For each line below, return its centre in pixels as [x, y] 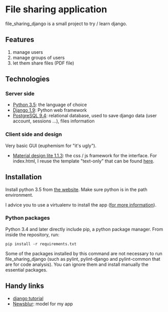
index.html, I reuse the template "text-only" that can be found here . [83, 161]
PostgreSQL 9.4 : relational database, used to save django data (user [85, 116]
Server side [20, 94]
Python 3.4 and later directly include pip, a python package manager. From [84, 229]
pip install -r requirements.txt [41, 244]
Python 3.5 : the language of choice [50, 105]
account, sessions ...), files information [54, 121]
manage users [28, 52]
